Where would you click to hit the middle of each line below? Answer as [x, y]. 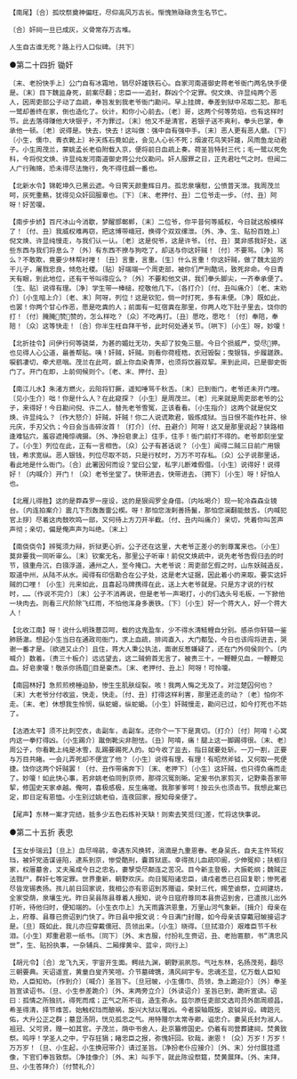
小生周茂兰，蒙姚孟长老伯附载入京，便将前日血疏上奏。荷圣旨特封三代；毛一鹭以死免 [154, 150]
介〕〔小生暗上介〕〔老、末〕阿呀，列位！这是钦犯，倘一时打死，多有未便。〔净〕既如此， [147, 298]
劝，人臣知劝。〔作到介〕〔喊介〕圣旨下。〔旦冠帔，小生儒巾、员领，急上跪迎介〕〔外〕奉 [145, 982]
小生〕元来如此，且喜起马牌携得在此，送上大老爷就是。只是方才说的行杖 [161, 584]
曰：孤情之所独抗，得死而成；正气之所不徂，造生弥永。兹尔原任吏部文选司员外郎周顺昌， [148, 1001]
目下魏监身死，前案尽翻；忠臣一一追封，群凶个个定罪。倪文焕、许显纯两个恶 [158, 93]
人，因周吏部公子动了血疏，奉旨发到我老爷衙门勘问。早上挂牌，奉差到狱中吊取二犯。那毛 [148, 102]
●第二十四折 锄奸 [41, 65]
